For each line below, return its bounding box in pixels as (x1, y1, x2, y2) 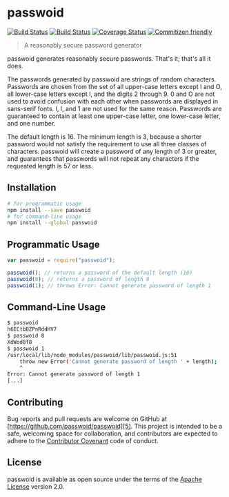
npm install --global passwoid (7, 220, 97, 226)
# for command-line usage (7, 213, 81, 220)
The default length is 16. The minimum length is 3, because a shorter (7, 133, 202, 141)
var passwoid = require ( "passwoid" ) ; (7, 257, 116, 264)
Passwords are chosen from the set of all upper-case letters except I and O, (7, 82, 222, 90)
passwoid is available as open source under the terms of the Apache (7, 475, 202, 483)
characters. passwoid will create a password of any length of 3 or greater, (7, 147, 217, 155)
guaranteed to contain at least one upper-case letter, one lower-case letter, (7, 112, 221, 120)
